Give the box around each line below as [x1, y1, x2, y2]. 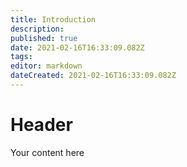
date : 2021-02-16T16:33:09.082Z [10, 42, 145, 53]
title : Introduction [10, 14, 97, 25]
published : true [10, 33, 78, 43]
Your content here [10, 146, 85, 158]
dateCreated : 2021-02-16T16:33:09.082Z [10, 71, 177, 81]
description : [10, 24, 65, 34]
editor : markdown [10, 61, 83, 71]
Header [10, 114, 73, 136]
